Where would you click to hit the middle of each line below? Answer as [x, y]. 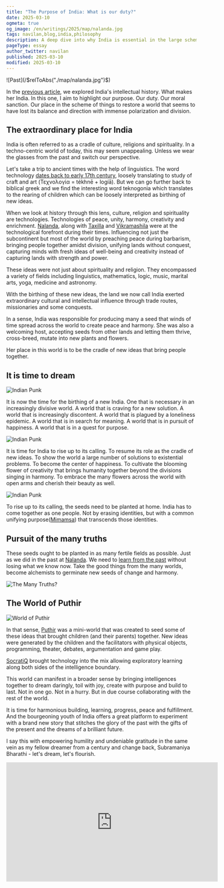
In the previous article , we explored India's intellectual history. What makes [99, 91]
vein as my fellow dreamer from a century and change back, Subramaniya [98, 747]
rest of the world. [28, 698]
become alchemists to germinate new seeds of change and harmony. [92, 572]
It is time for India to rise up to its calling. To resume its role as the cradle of [100, 451]
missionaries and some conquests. [50, 307]
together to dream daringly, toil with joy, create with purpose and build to [97, 685]
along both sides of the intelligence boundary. [63, 667]
